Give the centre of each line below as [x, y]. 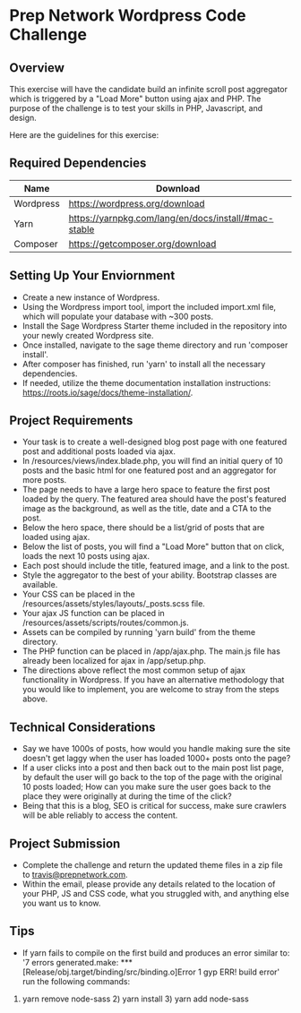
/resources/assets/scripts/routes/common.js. [106, 622]
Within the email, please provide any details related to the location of [149, 884]
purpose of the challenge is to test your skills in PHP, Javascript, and [136, 108]
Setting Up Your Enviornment [92, 275]
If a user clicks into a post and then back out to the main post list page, [153, 768]
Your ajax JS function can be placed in [94, 614]
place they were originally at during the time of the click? [127, 796]
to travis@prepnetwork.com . [75, 875]
